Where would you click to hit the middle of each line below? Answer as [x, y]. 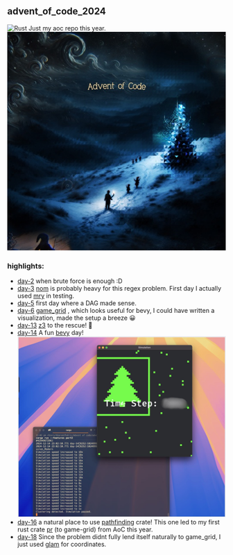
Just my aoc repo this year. [67, 28]
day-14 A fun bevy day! [50, 333]
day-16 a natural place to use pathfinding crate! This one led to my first [118, 522]
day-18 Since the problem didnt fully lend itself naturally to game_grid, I [119, 537]
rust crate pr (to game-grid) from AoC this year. [85, 529]
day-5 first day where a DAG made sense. [77, 303]
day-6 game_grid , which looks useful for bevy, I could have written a [116, 311]
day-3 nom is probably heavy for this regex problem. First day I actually [119, 289]
